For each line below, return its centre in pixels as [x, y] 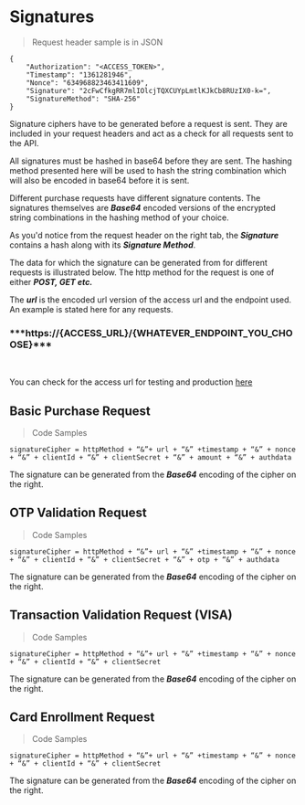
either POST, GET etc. [51, 281]
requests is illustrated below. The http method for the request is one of [142, 272]
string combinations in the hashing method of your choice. [120, 217]
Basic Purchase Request [80, 411]
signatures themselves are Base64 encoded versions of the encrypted [142, 207]
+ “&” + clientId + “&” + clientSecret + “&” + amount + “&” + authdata [151, 458]
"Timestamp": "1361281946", [79, 75]
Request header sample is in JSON [97, 42]
